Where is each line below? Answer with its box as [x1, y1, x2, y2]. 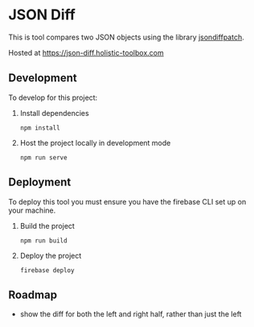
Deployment [8, 176, 72, 189]
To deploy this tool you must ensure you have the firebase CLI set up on [8, 197, 247, 206]
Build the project [19, 221, 75, 230]
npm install [19, 123, 60, 132]
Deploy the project [19, 250, 82, 260]
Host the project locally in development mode [19, 138, 171, 147]
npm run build [19, 236, 68, 245]
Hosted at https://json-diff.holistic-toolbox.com [8, 48, 164, 57]
